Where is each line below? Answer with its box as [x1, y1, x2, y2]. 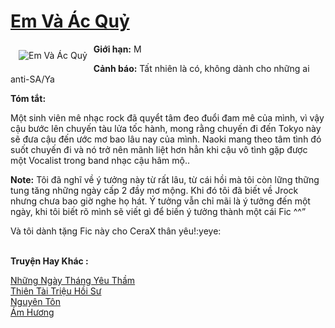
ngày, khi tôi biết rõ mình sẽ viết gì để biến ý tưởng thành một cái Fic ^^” [10, 205, 307, 217]
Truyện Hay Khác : [10, 255, 89, 267]
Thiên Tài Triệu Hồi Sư [10, 285, 102, 297]
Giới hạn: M [93, 43, 142, 55]
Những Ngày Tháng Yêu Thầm [10, 274, 136, 286]
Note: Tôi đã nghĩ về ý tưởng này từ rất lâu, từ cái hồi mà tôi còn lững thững [10, 173, 320, 185]
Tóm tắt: [10, 92, 47, 104]
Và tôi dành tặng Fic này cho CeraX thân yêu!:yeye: [10, 225, 222, 237]
